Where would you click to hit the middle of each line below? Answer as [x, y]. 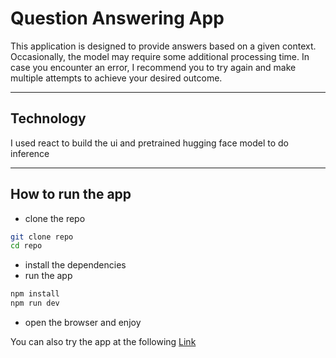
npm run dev [35, 303]
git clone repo [42, 237]
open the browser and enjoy [83, 323]
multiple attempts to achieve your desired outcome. [116, 78]
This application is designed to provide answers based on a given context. [163, 46]
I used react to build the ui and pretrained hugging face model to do [149, 143]
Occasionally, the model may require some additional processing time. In [160, 56]
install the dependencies [75, 265]
